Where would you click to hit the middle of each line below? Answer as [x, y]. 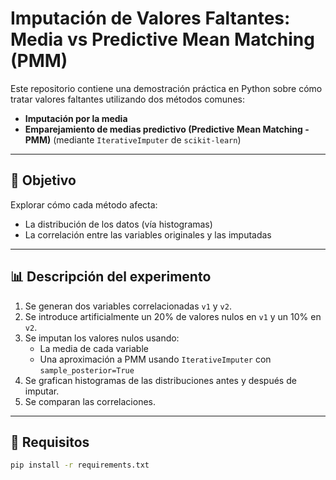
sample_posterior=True [87, 370]
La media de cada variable [94, 348]
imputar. [42, 391]
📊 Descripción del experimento [111, 277]
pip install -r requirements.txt [80, 465]
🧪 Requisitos [50, 442]
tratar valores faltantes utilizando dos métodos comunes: [127, 99]
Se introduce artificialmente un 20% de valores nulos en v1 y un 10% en [173, 316]
